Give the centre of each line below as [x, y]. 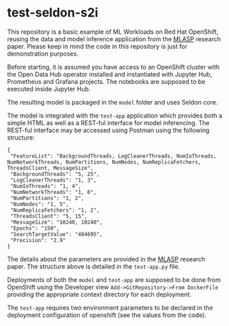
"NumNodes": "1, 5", [40, 204]
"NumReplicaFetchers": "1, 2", [55, 210]
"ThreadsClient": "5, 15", [49, 216]
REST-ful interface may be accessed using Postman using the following [108, 130]
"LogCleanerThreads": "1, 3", [53, 180]
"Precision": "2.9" [38, 240]
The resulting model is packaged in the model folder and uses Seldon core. [112, 102]
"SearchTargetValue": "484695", [56, 234]
